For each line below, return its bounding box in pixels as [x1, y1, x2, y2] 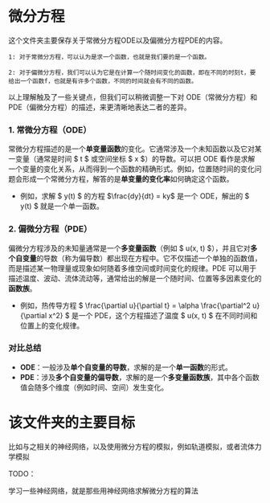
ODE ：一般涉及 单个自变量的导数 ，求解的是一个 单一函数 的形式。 [19, 362, 233, 372]
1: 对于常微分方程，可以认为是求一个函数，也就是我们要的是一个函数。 [8, 53, 211, 61]
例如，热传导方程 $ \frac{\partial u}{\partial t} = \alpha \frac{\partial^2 [19, 301, 252, 310]
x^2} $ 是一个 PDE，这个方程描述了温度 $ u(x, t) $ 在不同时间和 [48, 310, 258, 320]
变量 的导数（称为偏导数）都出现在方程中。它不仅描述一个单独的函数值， [22, 253, 262, 263]
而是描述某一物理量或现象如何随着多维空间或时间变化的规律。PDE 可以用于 [8, 263, 257, 273]
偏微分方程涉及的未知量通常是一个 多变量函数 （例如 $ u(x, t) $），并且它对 [8, 243, 251, 253]
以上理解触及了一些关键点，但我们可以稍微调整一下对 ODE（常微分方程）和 [8, 92, 258, 101]
